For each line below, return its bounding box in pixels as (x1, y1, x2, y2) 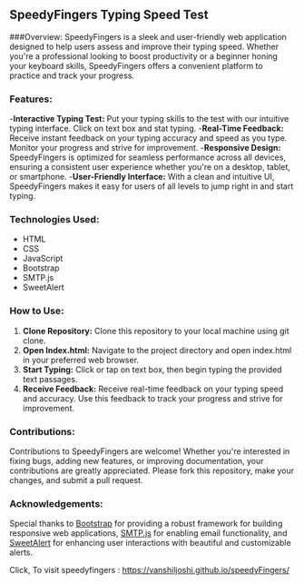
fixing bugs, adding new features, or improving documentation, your (9, 456, 264, 466)
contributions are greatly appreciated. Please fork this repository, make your (9, 465, 295, 476)
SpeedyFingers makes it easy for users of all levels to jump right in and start (9, 181, 294, 192)
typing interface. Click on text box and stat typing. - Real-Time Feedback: (9, 123, 284, 134)
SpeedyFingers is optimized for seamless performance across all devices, (9, 152, 286, 163)
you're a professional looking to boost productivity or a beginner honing (9, 50, 279, 62)
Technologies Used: (9, 213, 100, 226)
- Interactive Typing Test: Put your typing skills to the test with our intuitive (9, 114, 289, 124)
